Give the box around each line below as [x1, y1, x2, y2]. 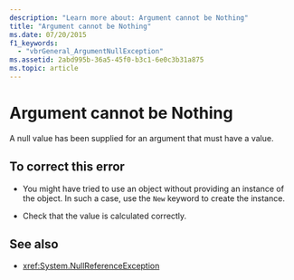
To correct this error [9, 159, 125, 175]
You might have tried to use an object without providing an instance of [22, 183, 285, 194]
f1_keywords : [9, 38, 59, 48]
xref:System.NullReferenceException [22, 260, 160, 272]
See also [9, 237, 59, 252]
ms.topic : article [9, 64, 79, 73]
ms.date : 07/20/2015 [9, 30, 88, 39]
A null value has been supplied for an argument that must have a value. [9, 132, 274, 143]
